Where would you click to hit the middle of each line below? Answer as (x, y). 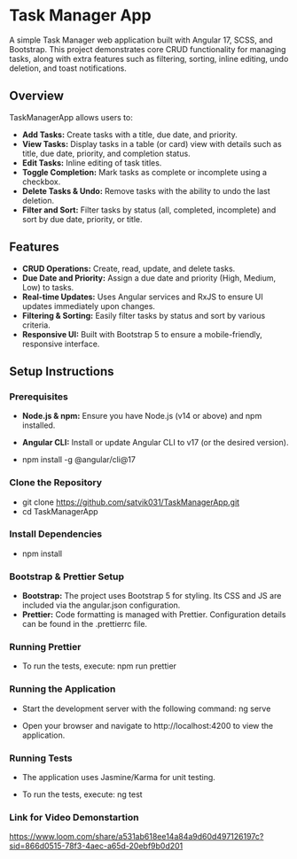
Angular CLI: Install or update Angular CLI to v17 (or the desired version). (156, 443)
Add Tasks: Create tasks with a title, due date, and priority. (129, 135)
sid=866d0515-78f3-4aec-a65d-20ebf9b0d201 (96, 846)
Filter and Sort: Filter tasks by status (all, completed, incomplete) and (149, 210)
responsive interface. (61, 344)
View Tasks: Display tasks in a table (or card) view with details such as (152, 143)
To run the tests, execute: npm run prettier (99, 666)
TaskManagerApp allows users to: (71, 117)
